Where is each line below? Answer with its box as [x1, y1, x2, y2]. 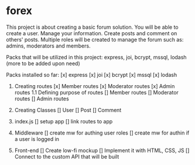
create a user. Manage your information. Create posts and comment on [6, 29, 177, 36]
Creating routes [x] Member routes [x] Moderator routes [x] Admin [14, 82, 175, 89]
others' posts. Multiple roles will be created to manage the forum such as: [6, 36, 184, 43]
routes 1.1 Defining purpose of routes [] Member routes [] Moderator [14, 89, 179, 96]
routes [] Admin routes [14, 95, 69, 102]
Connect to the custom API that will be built [14, 153, 119, 160]
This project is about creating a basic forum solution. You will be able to [6, 23, 179, 31]
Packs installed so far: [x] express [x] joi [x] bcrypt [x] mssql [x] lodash [6, 71, 177, 78]
